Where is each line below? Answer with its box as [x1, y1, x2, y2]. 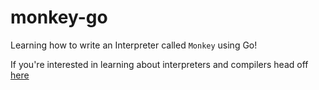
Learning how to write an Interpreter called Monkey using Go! [10, 39, 258, 51]
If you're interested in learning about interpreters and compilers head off [10, 58, 309, 70]
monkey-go [10, 6, 108, 29]
